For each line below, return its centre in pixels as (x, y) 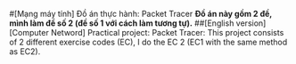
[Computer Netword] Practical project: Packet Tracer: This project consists (147, 32)
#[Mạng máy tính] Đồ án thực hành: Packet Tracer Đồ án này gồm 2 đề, (141, 14)
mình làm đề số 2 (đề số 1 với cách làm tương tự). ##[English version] (138, 23)
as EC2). (25, 52)
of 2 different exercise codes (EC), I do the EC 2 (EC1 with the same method (148, 42)
